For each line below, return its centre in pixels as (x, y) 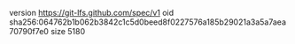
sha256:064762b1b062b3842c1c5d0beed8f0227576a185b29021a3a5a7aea (147, 22)
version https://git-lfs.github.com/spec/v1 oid (92, 13)
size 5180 (68, 31)
